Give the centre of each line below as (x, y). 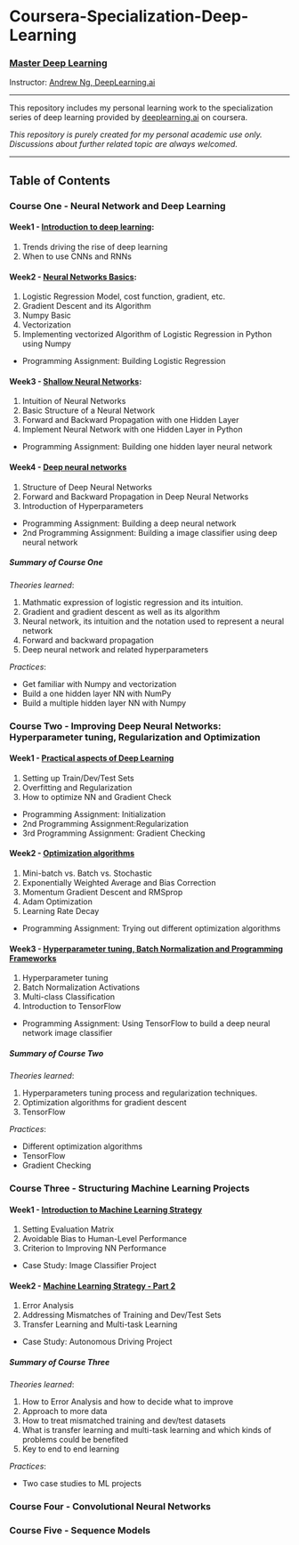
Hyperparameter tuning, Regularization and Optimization (135, 737)
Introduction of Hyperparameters (83, 506)
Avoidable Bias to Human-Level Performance (105, 1239)
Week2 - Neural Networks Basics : (73, 277)
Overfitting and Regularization (77, 787)
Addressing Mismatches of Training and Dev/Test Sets (122, 1315)
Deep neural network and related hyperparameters (115, 649)
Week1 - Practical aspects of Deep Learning (92, 758)
